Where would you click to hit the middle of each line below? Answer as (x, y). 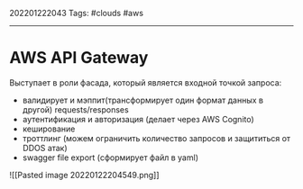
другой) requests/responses (75, 109)
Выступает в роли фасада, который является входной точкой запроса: (146, 82)
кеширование (49, 129)
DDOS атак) (45, 148)
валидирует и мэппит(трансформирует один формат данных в (143, 100)
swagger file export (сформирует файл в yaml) (110, 157)
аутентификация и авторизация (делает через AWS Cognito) (138, 119)
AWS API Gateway (79, 58)
